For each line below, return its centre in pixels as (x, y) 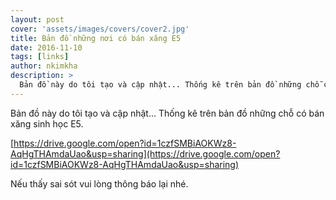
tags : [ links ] (40, 57)
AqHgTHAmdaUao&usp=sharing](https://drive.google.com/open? (145, 153)
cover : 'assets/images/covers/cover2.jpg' (100, 29)
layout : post (37, 19)
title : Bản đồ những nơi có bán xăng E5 (96, 38)
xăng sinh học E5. (47, 123)
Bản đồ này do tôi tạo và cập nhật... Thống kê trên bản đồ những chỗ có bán (167, 113)
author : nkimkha (44, 66)
